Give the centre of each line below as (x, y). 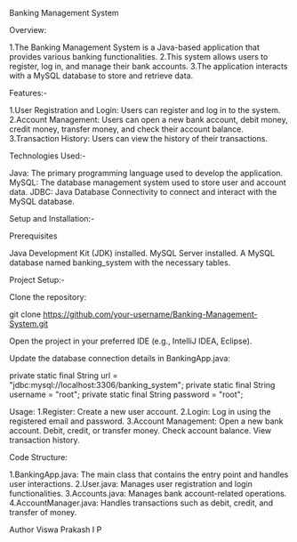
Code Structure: (39, 457)
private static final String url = (64, 376)
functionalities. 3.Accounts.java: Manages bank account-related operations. (148, 493)
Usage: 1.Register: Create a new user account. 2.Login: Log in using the (140, 412)
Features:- (28, 93)
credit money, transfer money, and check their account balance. (127, 129)
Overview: (28, 30)
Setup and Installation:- (52, 218)
